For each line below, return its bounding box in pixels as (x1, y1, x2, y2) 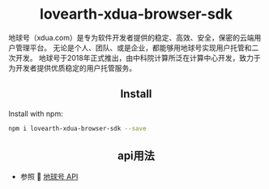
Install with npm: (8, 109, 63, 118)
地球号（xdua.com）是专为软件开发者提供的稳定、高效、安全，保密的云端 (8, 32, 254, 42)
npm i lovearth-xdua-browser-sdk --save (8, 124, 147, 132)
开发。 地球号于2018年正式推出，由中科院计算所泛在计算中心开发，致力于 (15, 53, 261, 62)
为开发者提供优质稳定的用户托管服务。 (8, 62, 136, 73)
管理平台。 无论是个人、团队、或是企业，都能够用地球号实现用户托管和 (15, 42, 252, 53)
